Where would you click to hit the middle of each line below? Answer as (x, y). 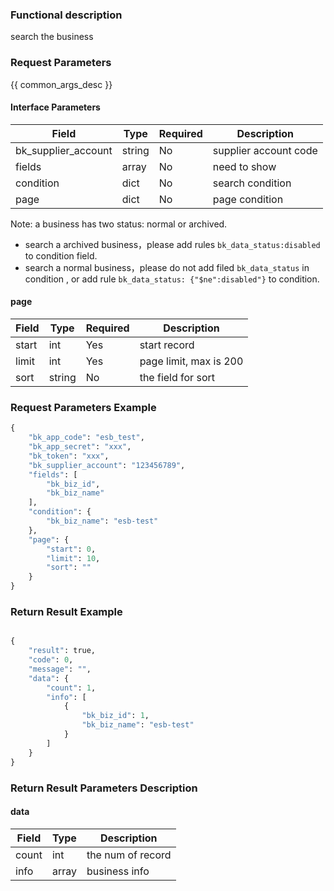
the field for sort (177, 377)
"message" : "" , (60, 669)
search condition (252, 183)
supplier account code (265, 150)
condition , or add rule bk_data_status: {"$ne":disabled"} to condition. (172, 279)
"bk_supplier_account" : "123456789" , (107, 465)
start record (167, 345)
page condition (248, 199)
